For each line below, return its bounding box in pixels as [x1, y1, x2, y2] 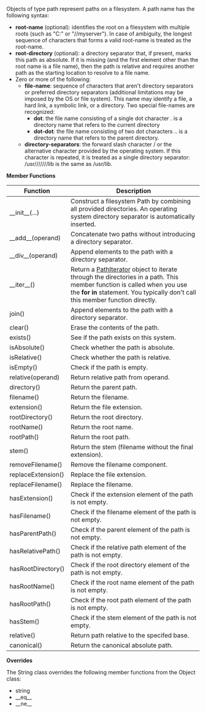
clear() [9, 323, 29, 331]
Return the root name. [70, 423, 134, 431]
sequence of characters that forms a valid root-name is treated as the [15, 37, 191, 43]
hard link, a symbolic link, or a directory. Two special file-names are [24, 102, 195, 109]
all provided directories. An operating [70, 205, 178, 213]
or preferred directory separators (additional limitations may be [24, 89, 184, 96]
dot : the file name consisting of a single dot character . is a [33, 115, 183, 122]
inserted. [70, 220, 96, 228]
